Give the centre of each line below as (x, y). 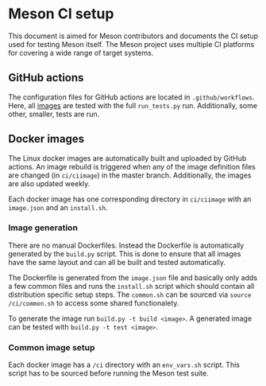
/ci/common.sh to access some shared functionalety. (94, 302)
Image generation (43, 228)
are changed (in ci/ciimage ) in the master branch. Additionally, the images (130, 175)
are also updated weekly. (49, 183)
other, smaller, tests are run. (54, 114)
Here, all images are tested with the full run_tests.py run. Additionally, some (133, 105)
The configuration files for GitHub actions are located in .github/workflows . (131, 97)
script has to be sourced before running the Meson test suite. (108, 373)
